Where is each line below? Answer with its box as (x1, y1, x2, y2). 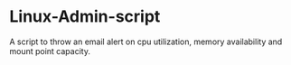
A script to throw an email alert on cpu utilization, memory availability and (9, 36, 283, 47)
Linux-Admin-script (9, 6, 161, 27)
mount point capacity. (9, 45, 90, 56)
